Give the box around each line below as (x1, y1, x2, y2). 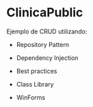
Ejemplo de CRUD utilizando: (6, 27, 88, 35)
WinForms (16, 93, 46, 102)
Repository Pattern (16, 40, 70, 48)
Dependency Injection (16, 53, 79, 62)
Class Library (16, 80, 54, 88)
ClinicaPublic (6, 5, 83, 20)
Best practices (16, 67, 57, 75)
